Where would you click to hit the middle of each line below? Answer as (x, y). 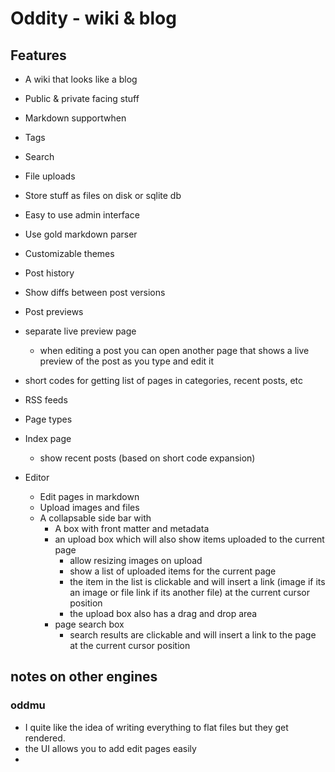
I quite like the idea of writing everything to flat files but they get (156, 727)
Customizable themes (69, 253)
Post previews (54, 311)
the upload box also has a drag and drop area (163, 613)
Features (38, 55)
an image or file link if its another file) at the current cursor (189, 592)
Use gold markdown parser (81, 234)
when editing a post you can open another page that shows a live (174, 350)
